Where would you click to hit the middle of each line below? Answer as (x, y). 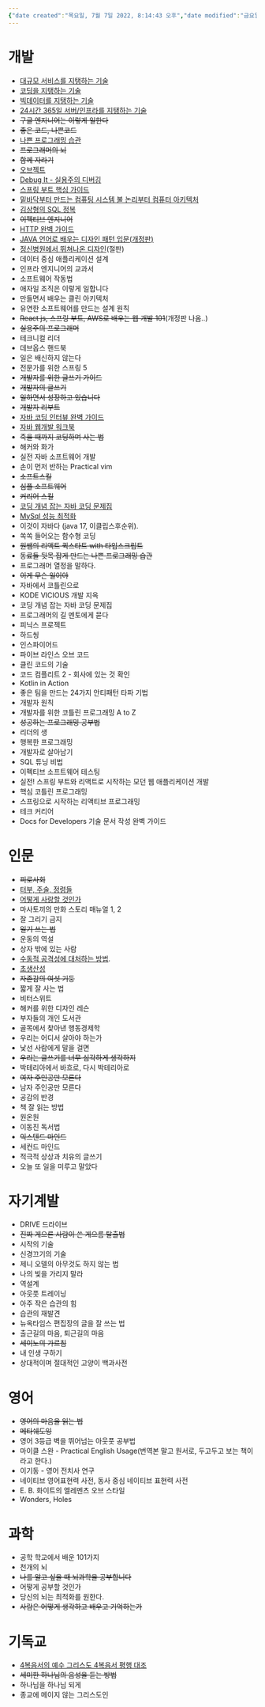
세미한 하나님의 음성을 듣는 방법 (68, 1675)
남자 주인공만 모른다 (50, 1087)
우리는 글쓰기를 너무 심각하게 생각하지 (78, 1057)
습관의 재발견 (40, 1314)
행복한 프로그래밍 (46, 742)
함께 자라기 (37, 160)
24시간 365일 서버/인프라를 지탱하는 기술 (83, 110)
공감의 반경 (37, 1097)
